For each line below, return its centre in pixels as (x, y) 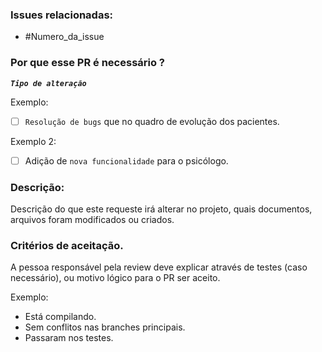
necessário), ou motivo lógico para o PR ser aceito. (115, 278)
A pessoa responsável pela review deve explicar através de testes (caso (159, 267)
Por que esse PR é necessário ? (88, 63)
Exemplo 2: (33, 141)
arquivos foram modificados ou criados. (92, 220)
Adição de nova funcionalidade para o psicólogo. (126, 160)
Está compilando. (60, 317)
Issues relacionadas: (62, 15)
